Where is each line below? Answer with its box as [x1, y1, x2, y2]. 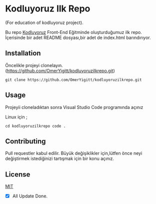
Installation [5, 49, 41, 57]
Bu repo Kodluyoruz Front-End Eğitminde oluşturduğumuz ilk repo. [5, 29, 142, 35]
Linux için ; [5, 113, 27, 120]
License [5, 170, 30, 178]
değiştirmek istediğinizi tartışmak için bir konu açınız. [5, 155, 114, 161]
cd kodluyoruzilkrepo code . [5, 123, 66, 128]
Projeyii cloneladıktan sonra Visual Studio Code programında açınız [5, 104, 143, 110]
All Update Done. [12, 193, 48, 199]
